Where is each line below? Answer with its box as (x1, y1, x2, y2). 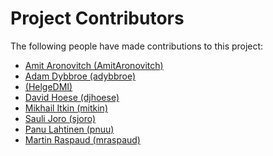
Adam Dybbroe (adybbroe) (24, 70, 137, 82)
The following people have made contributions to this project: (10, 40, 264, 52)
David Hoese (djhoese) (24, 91, 120, 103)
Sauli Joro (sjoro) (24, 112, 97, 124)
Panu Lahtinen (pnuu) (24, 123, 115, 135)
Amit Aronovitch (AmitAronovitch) (24, 59, 164, 71)
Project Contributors (10, 7, 185, 30)
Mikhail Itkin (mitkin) (24, 102, 108, 114)
